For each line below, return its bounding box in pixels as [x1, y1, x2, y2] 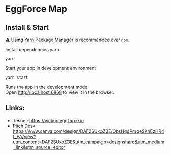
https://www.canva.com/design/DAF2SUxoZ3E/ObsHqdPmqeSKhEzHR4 [12, 128, 165, 134]
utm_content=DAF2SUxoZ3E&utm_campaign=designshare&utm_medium [12, 139, 165, 145]
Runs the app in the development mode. [5, 84, 89, 90]
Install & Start [5, 23, 49, 32]
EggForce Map [5, 3, 67, 15]
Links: [5, 104, 25, 112]
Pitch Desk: [12, 123, 37, 129]
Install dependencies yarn [5, 47, 59, 52]
